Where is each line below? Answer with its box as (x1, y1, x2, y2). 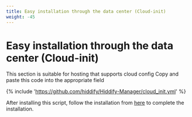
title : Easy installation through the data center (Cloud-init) (6, 8, 166, 15)
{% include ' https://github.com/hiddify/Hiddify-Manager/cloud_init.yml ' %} (6, 88, 186, 95)
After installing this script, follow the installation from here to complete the (6, 100, 184, 107)
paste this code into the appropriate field (6, 77, 104, 84)
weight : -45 (6, 14, 35, 20)
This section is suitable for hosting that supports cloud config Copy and (6, 70, 179, 77)
